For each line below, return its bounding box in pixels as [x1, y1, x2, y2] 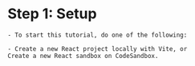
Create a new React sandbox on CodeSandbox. [7, 52, 159, 60]
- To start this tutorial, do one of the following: [7, 31, 188, 39]
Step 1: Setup [7, 5, 97, 23]
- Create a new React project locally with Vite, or [7, 45, 188, 52]
